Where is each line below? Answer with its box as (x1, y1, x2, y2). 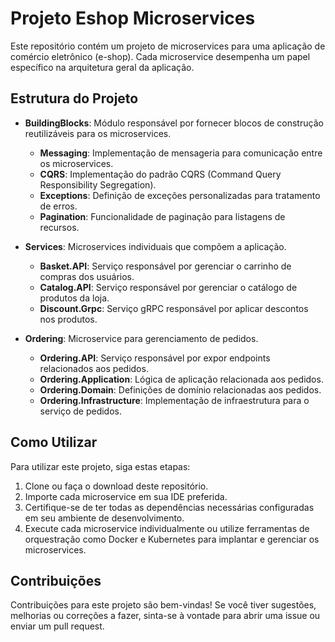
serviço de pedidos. (39, 405, 122, 417)
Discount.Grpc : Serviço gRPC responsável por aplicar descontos (39, 302, 309, 314)
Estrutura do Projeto (10, 90, 139, 107)
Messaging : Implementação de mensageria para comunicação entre (39, 147, 323, 159)
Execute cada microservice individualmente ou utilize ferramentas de (24, 522, 310, 534)
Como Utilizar (10, 434, 98, 451)
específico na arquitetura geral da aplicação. (10, 61, 195, 73)
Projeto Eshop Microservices (10, 7, 256, 30)
